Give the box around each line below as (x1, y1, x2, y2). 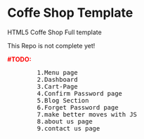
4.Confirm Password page (37, 89, 123, 97)
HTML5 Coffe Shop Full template (7, 28, 102, 36)
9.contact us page (37, 124, 100, 132)
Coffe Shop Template (7, 5, 133, 21)
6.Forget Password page (37, 103, 119, 111)
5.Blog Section (37, 96, 89, 104)
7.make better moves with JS (37, 110, 138, 118)
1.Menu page (37, 68, 79, 76)
